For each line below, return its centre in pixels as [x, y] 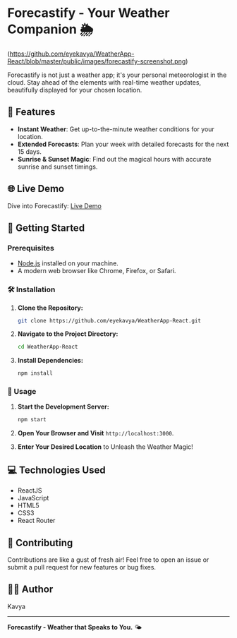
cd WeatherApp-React [48, 347]
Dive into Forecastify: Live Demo [55, 205]
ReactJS [30, 490]
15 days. [30, 151]
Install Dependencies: [50, 361]
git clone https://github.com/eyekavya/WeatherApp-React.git [109, 320]
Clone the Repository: [50, 308]
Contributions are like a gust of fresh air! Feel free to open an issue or [108, 560]
